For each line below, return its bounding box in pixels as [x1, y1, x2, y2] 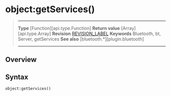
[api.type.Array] [17, 30, 51, 37]
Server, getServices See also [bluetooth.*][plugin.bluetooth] [17, 36, 144, 42]
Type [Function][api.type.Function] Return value [17, 25, 120, 31]
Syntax [5, 73, 28, 81]
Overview [5, 55, 37, 64]
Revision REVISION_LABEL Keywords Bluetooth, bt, [52, 30, 161, 37]
